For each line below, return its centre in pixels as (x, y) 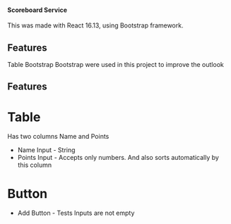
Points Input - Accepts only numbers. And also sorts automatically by (118, 158)
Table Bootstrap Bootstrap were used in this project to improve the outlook (115, 65)
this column (34, 165)
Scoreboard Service (37, 10)
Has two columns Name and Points (58, 137)
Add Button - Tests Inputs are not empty (76, 213)
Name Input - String (46, 150)
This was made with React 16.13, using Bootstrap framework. (95, 25)
